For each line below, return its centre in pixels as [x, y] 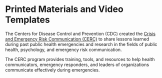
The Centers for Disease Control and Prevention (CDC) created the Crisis [80, 33]
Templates [27, 20]
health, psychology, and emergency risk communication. [63, 49]
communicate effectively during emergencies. [52, 70]
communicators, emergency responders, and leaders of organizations [77, 64]
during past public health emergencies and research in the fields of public [81, 44]
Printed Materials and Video [64, 9]
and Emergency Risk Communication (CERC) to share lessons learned [77, 39]
